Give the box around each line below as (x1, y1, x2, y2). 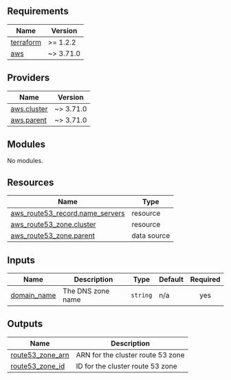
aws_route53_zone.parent (10, 231, 95, 241)
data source (131, 231, 170, 241)
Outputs (7, 318, 43, 330)
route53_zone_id (10, 361, 65, 370)
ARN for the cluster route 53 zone (76, 350, 185, 359)
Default (159, 275, 184, 284)
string (131, 291, 153, 300)
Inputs (7, 254, 36, 266)
